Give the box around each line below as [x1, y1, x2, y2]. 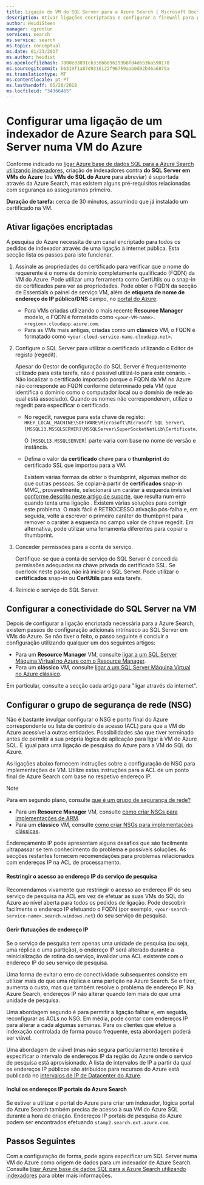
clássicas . [15, 827, 41, 835]
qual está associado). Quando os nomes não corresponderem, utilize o [15, 395, 192, 402]
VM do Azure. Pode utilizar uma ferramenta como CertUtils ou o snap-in [15, 275, 196, 283]
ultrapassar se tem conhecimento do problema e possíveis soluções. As [6, 846, 186, 853]
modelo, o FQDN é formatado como [24, 313, 114, 320]
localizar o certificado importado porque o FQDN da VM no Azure [27, 375, 191, 383]
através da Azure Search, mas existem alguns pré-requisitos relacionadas [6, 179, 191, 187]
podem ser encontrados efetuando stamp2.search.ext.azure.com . [6, 1118, 170, 1125]
